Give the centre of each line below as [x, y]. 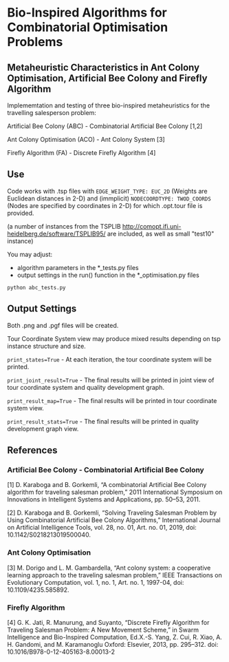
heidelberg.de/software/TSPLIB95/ [56, 234]
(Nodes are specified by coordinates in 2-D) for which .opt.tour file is [105, 205]
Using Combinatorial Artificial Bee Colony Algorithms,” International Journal [114, 520]
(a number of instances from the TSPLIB [64, 226]
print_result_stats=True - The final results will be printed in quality [103, 421]
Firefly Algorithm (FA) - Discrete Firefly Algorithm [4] [81, 153]
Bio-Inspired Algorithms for [87, 13]
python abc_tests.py [37, 287]
